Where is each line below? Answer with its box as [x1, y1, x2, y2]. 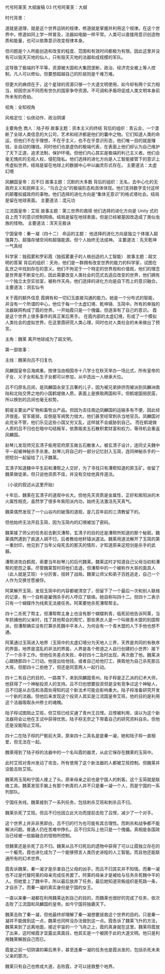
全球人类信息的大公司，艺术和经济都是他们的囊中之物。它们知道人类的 [13, 131, 156, 137]
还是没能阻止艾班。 [5, 722, 44, 728]
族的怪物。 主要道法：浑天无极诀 [5, 220, 71, 226]
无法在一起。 [18, 739, 44, 745]
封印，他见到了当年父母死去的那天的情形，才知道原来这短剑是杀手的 [13, 542, 151, 548]
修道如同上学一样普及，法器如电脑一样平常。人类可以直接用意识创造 [18, 32, 156, 37]
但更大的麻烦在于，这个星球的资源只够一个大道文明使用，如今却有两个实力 [5, 81, 156, 87]
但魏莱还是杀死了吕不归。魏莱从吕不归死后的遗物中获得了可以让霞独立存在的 [5, 843, 160, 849]
